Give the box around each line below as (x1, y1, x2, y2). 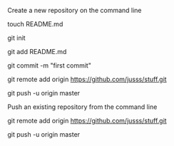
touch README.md (7, 20, 63, 28)
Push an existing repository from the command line (7, 103, 158, 111)
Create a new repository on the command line (7, 6, 142, 14)
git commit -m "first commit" (7, 61, 91, 70)
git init (7, 33, 26, 42)
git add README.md (7, 48, 67, 56)
